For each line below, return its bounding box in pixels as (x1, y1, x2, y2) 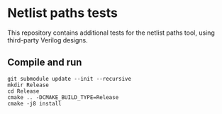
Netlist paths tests (7, 5, 118, 21)
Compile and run (7, 57, 82, 69)
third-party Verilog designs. (7, 35, 89, 44)
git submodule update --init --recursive (7, 75, 132, 82)
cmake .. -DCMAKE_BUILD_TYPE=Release (7, 93, 119, 101)
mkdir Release (7, 81, 50, 89)
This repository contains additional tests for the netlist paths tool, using (7, 28, 215, 37)
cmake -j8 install (7, 100, 62, 107)
